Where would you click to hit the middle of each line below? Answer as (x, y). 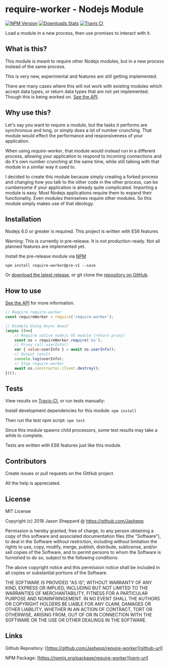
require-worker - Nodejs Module (74, 9)
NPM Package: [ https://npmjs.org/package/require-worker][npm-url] (77, 658)
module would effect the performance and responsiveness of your (74, 135)
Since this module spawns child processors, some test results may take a (81, 430)
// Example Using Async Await (37, 326)
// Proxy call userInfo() (42, 345)
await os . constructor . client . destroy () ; (57, 368)
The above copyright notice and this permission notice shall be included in (82, 567)
